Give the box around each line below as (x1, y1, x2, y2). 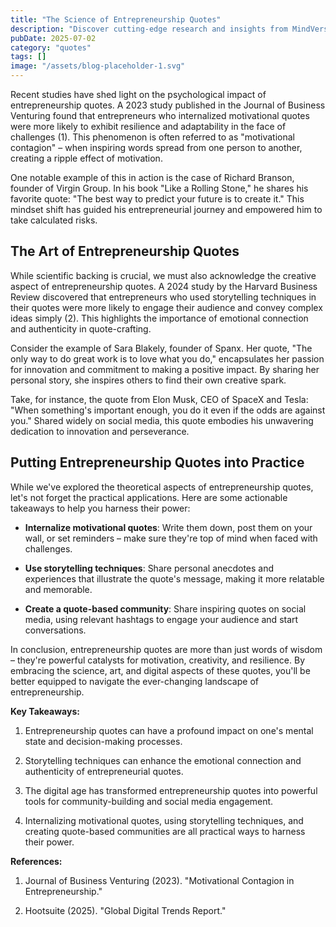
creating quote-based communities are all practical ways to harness (24, 825, 306, 837)
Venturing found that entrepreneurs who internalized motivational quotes (10, 110, 310, 121)
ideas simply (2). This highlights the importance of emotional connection (10, 312, 309, 324)
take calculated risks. (10, 214, 98, 226)
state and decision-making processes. (24, 735, 183, 747)
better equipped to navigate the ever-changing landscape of (10, 675, 259, 687)
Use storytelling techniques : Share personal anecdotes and (24, 562, 275, 574)
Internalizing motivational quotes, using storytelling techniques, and (24, 814, 304, 826)
